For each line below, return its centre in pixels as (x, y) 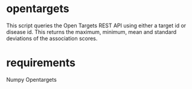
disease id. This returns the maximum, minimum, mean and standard (91, 31)
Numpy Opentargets (32, 79)
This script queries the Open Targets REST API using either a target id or (96, 25)
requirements (41, 63)
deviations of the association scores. (52, 38)
